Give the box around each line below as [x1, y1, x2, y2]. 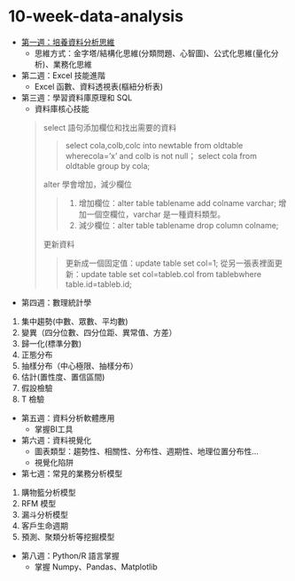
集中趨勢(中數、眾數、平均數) [20, 315, 129, 326]
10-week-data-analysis [8, 6, 183, 27]
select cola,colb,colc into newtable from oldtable [65, 139, 244, 150]
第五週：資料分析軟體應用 [20, 412, 115, 423]
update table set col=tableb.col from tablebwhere [81, 268, 262, 279]
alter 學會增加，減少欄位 [43, 179, 132, 189]
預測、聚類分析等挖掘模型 [20, 531, 115, 542]
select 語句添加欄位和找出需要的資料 [43, 122, 177, 132]
